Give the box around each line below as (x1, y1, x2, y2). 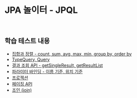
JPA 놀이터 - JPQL (4, 4, 78, 16)
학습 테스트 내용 (4, 37, 50, 45)
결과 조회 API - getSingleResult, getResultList (11, 62, 103, 68)
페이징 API (11, 81, 33, 87)
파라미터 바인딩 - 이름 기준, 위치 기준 (11, 68, 83, 74)
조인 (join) (11, 87, 32, 93)
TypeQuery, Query (11, 56, 50, 62)
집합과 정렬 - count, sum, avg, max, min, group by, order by (11, 50, 132, 57)
